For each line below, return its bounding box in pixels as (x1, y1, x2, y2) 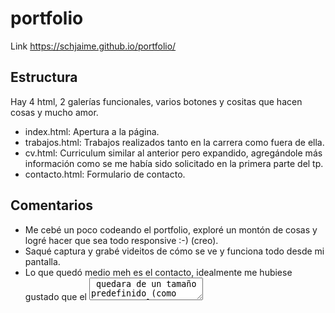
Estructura (10, 69, 78, 86)
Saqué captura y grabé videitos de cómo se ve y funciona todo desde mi (24, 245, 325, 257)
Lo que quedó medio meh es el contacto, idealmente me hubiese (24, 266, 293, 278)
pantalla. (24, 255, 61, 267)
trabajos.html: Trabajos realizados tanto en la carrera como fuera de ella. (24, 136, 325, 148)
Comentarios (10, 197, 94, 214)
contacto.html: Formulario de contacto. (24, 168, 186, 180)
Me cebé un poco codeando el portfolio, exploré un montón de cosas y (24, 223, 318, 236)
